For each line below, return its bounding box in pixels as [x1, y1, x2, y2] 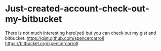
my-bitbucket [5, 13, 62, 25]
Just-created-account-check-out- [5, 3, 150, 14]
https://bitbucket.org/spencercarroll [5, 40, 78, 46]
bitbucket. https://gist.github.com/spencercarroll [5, 35, 104, 41]
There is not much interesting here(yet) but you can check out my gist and [5, 30, 157, 36]
